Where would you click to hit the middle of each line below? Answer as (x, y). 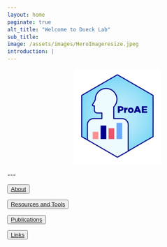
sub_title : (23, 37)
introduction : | (31, 52)
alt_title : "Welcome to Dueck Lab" (59, 29)
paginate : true (29, 22)
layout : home (26, 15)
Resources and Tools (38, 204)
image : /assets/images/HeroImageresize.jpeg (73, 44)
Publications (27, 219)
